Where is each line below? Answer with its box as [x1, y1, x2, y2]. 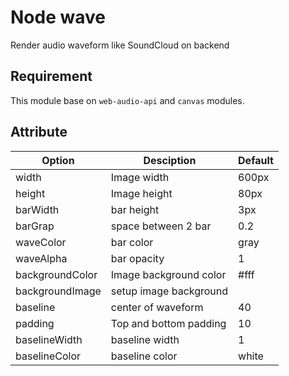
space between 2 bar [110, 219, 212, 233]
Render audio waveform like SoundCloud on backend [10, 39, 230, 51]
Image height [110, 186, 173, 200]
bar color [110, 235, 154, 249]
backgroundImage [15, 284, 102, 298]
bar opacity [110, 251, 165, 265]
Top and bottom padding [110, 316, 227, 330]
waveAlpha [15, 251, 68, 265]
